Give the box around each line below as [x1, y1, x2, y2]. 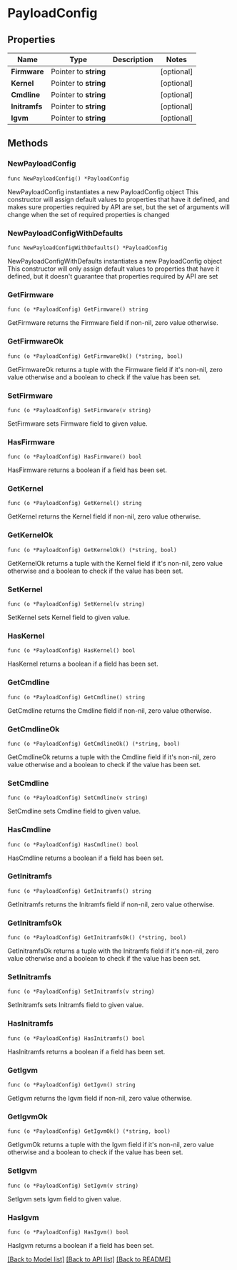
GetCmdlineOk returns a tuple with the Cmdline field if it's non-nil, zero [7, 752, 216, 761]
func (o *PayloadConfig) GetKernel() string [7, 500, 142, 507]
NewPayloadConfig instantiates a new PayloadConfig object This [7, 187, 198, 196]
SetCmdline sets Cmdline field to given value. [7, 807, 141, 816]
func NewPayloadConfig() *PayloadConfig [7, 175, 130, 182]
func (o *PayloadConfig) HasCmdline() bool [7, 841, 139, 848]
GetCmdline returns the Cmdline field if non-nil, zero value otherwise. [7, 706, 212, 715]
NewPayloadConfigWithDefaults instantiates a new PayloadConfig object [7, 256, 223, 265]
